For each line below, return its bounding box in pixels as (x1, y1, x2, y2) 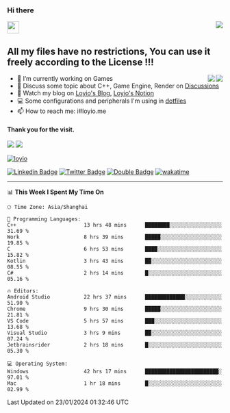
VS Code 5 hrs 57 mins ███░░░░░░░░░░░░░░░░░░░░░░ (7, 318, 222, 325)
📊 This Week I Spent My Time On (7, 188, 104, 197)
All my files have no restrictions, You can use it (7, 45, 211, 57)
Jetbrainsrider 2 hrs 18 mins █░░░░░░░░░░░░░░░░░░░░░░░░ (7, 342, 222, 349)
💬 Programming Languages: (7, 216, 81, 223)
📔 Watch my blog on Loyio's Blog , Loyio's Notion (16, 89, 154, 97)
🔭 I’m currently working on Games (16, 75, 114, 83)
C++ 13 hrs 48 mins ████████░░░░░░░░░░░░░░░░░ (7, 222, 222, 229)
